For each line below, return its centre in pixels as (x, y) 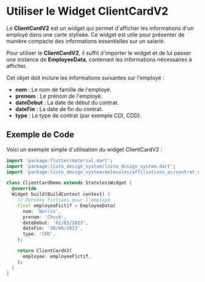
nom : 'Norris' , (42, 211)
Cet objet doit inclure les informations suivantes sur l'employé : (85, 78)
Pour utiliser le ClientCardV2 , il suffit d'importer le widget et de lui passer (99, 52)
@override (24, 189)
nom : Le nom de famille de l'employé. (63, 89)
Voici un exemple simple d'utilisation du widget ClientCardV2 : (85, 149)
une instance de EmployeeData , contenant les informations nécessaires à (99, 59)
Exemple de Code (40, 135)
